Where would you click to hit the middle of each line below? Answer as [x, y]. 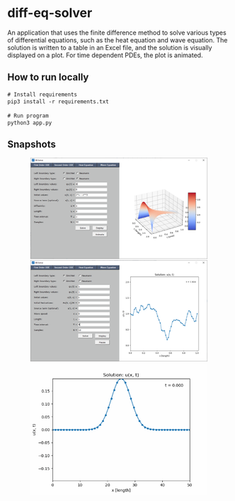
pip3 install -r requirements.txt [58, 101]
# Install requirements [42, 94]
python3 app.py [30, 123]
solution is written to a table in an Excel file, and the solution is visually [110, 47]
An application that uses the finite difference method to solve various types [117, 33]
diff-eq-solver [50, 13]
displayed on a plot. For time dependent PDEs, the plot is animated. [105, 55]
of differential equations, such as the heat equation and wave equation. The [117, 40]
